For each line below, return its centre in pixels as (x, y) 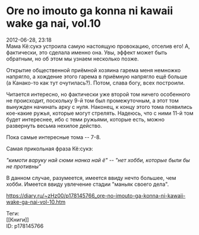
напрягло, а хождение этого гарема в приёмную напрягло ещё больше (97, 76)
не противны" (24, 166)
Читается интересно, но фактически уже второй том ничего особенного (98, 94)
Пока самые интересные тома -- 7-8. (53, 137)
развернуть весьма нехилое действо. (54, 125)
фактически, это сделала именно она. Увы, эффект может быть (87, 52)
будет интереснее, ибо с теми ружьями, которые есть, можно (86, 119)
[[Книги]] (18, 220)
